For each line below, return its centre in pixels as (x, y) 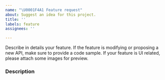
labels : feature (22, 24)
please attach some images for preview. (47, 58)
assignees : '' (20, 29)
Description (20, 71)
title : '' (16, 19)
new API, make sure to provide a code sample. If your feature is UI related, (83, 53)
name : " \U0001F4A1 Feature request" (44, 10)
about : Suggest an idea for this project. (51, 15)
